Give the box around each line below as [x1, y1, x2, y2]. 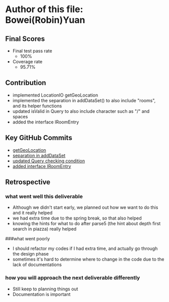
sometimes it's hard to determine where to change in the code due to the [12, 256, 164, 263]
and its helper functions [12, 103, 62, 109]
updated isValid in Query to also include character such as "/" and [12, 108, 150, 114]
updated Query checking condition [12, 158, 85, 164]
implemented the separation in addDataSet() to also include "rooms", [12, 97, 156, 103]
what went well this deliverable [5, 193, 83, 200]
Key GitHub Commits [5, 134, 72, 142]
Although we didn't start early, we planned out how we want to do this [12, 204, 158, 210]
